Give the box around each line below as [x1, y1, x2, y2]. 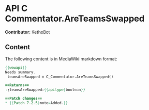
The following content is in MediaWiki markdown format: [5, 56, 118, 62]
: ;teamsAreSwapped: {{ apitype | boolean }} [5, 87, 86, 92]
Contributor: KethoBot [5, 29, 50, 35]
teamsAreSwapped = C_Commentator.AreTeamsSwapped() [7, 74, 114, 79]
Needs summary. [5, 69, 36, 75]
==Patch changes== [5, 96, 42, 101]
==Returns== [5, 83, 29, 88]
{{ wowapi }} [5, 65, 27, 70]
